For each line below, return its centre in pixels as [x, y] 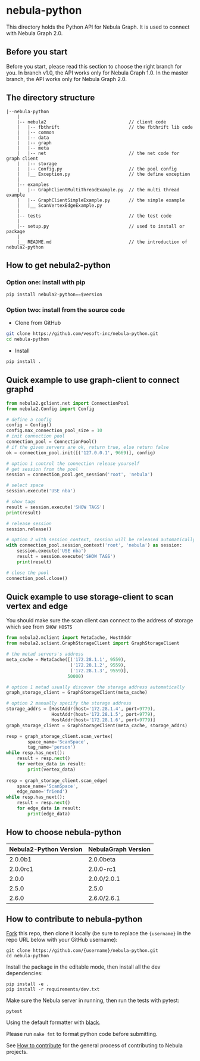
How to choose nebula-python [64, 832]
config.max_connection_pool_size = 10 [54, 431]
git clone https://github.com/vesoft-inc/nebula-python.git [82, 334]
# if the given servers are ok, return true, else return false [87, 447]
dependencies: [24, 973]
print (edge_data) [49, 814]
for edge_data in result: [49, 808]
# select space [25, 485]
